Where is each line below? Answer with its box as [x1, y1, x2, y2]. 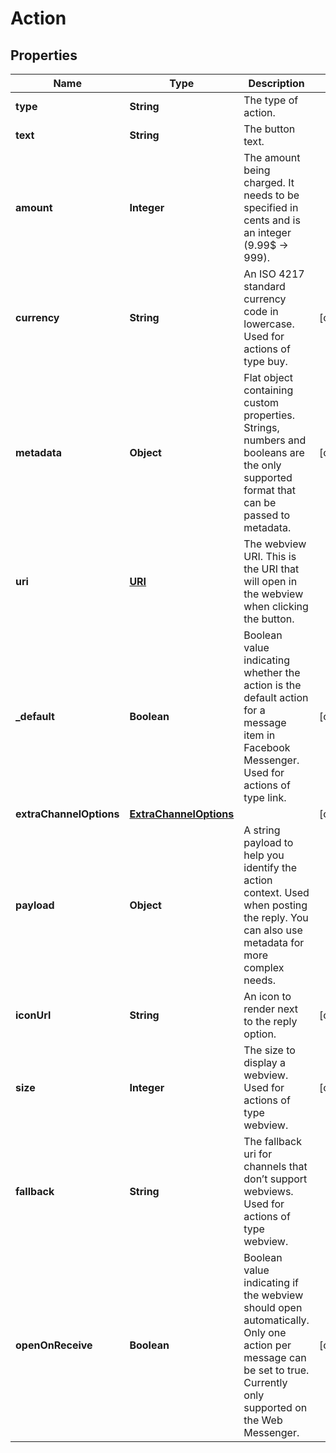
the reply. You [243, 911, 309, 924]
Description [248, 77, 305, 90]
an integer [243, 226, 292, 239]
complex [243, 961, 285, 974]
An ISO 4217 [243, 267, 305, 281]
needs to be [243, 188, 300, 202]
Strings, [243, 421, 280, 434]
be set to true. [243, 1363, 310, 1377]
